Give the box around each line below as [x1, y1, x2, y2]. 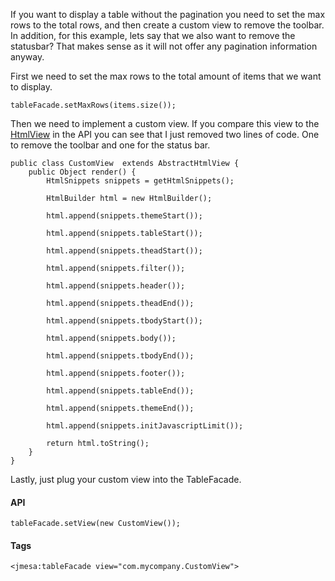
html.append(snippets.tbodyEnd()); [46, 351, 195, 361]
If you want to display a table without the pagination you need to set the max [10, 9, 326, 20]
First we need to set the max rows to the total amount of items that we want [10, 70, 322, 82]
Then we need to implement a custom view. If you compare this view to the [10, 118, 320, 129]
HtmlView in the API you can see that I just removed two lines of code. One [10, 129, 320, 140]
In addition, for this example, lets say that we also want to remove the [10, 30, 296, 41]
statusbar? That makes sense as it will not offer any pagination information [10, 40, 318, 52]
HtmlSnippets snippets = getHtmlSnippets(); [46, 176, 235, 186]
